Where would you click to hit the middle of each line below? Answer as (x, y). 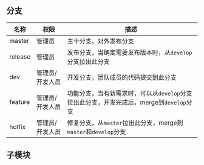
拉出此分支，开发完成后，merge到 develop (127, 102)
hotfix (18, 127)
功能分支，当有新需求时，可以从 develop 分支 (130, 93)
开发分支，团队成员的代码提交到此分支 (122, 77)
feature (20, 102)
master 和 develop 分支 (97, 132)
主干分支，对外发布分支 (101, 41)
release (20, 56)
